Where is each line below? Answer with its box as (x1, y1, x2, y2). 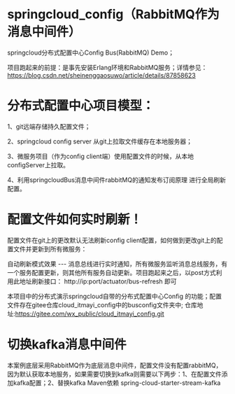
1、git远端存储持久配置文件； (7, 122, 91, 130)
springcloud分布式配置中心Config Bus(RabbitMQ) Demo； (7, 48, 175, 57)
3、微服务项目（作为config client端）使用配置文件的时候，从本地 (7, 152, 194, 160)
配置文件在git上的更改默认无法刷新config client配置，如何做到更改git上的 (7, 236, 217, 244)
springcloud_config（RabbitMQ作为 (7, 6, 220, 22)
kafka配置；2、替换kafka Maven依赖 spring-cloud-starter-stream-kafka (13, 379, 221, 387)
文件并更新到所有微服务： (13, 244, 87, 253)
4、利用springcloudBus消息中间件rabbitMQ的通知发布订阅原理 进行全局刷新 (7, 176, 226, 184)
